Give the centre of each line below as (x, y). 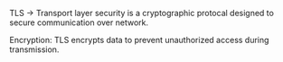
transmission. (34, 49)
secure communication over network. (79, 22)
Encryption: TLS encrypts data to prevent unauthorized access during (139, 40)
